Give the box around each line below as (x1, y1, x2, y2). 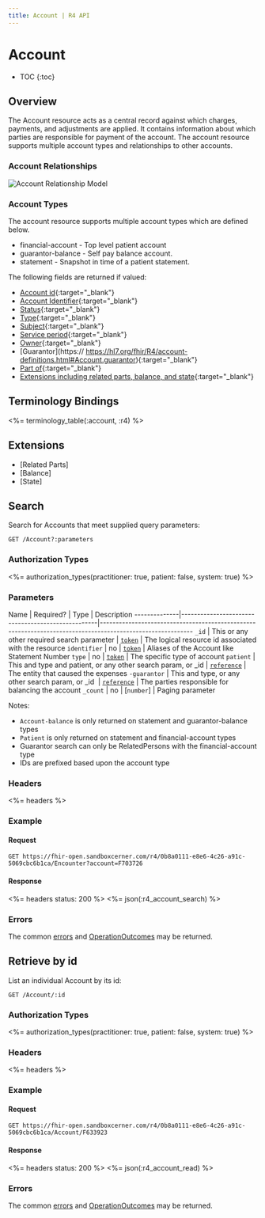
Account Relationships (8, 161, 97, 172)
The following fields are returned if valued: (8, 272, 147, 282)
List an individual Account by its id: (8, 975, 122, 985)
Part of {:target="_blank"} (19, 363, 101, 373)
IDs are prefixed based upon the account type (19, 758, 170, 768)
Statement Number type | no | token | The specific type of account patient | (8, 652, 256, 661)
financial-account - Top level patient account (19, 240, 167, 249)
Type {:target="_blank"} (19, 313, 97, 322)
